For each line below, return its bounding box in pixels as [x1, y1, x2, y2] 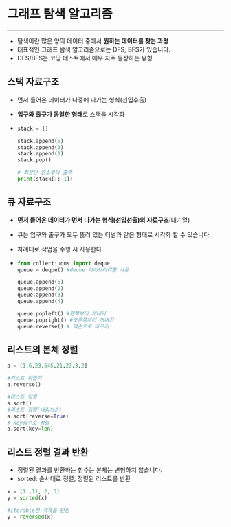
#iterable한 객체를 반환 [7, 506, 70, 514]
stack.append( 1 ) [16, 150, 64, 157]
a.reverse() [7, 381, 41, 388]
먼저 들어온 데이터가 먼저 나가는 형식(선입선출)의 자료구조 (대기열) [16, 216, 190, 224]
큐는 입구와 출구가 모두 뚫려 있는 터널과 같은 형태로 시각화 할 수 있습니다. [16, 230, 212, 238]
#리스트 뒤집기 [7, 375, 42, 382]
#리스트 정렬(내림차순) [7, 406, 63, 413]
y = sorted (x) [7, 494, 48, 502]
